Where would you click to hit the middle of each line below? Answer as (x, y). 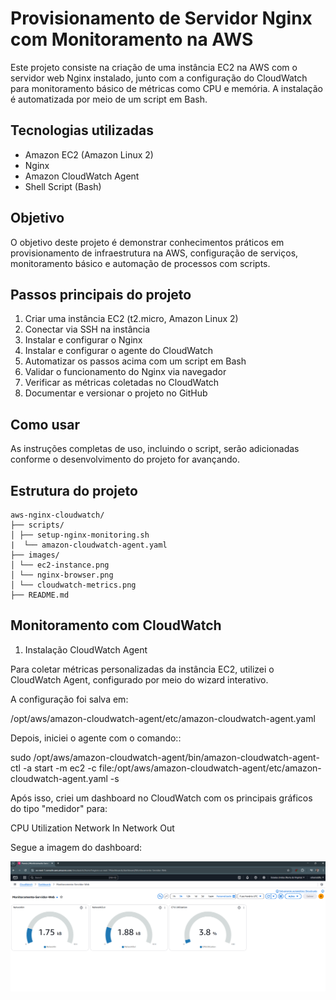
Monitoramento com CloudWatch (116, 625)
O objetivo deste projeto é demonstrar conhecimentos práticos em (147, 242)
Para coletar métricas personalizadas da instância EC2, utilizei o (142, 669)
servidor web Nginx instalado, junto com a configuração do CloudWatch (159, 78)
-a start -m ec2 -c (59, 768)
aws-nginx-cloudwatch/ (57, 515)
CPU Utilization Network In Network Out (92, 828)
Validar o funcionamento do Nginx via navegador (125, 372)
